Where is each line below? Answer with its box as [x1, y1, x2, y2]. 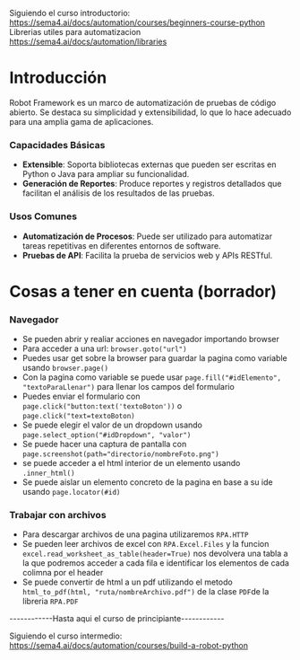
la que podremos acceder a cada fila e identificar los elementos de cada [21, 558, 289, 568]
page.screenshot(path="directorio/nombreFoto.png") [21, 450, 219, 459]
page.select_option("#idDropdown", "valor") [21, 431, 192, 440]
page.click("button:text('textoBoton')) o [21, 400, 183, 411]
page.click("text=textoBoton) [21, 412, 136, 421]
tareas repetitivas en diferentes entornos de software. [21, 240, 221, 251]
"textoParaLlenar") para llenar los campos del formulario [21, 382, 235, 392]
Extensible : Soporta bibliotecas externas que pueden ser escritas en [21, 159, 277, 170]
